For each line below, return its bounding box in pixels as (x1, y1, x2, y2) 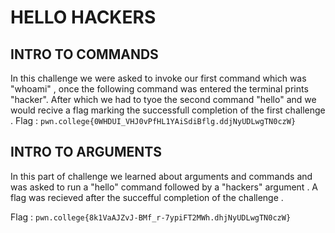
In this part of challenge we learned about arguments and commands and (10, 170, 313, 182)
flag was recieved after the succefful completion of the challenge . (10, 191, 284, 203)
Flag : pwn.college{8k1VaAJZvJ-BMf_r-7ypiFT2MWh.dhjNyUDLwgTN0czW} (10, 211, 292, 223)
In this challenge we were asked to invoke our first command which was (10, 72, 307, 84)
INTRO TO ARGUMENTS (10, 144, 162, 161)
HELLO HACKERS (10, 6, 157, 29)
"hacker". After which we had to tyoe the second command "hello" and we (10, 94, 317, 105)
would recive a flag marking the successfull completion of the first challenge (10, 104, 326, 116)
